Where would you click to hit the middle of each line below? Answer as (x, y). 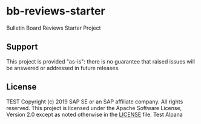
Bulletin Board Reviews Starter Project (54, 28)
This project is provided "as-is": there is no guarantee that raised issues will (101, 61)
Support (22, 47)
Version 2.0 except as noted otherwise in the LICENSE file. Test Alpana (94, 114)
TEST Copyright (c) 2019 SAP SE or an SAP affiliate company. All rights (95, 102)
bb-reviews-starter (56, 11)
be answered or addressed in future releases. (63, 68)
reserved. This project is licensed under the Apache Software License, (94, 108)
